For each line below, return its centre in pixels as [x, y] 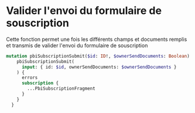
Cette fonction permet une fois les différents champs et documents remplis [97, 39]
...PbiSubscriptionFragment [61, 89]
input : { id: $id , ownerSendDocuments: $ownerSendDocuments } [99, 67]
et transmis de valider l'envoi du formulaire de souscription [77, 45]
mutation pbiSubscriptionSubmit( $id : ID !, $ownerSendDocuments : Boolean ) [98, 56]
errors [30, 78]
